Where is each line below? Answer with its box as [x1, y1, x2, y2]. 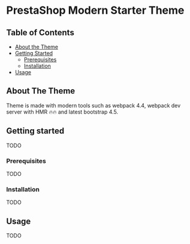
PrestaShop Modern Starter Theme [6, 4, 185, 17]
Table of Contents [6, 28, 75, 38]
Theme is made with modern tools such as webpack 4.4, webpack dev [6, 102, 181, 109]
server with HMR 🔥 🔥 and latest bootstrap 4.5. [6, 108, 119, 115]
